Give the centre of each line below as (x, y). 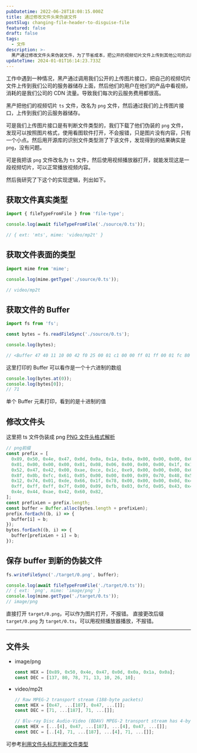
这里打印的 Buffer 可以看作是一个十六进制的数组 (64, 367)
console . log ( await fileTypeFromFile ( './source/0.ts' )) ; (76, 225)
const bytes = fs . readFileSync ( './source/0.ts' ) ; (68, 334)
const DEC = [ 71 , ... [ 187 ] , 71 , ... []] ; (65, 711)
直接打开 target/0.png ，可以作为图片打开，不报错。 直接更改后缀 (85, 614)
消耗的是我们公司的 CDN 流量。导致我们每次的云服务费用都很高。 (85, 93)
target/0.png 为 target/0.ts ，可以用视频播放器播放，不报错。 (81, 621)
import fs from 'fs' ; (33, 324)
